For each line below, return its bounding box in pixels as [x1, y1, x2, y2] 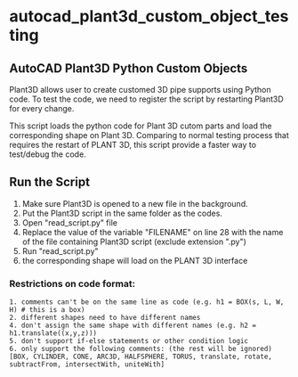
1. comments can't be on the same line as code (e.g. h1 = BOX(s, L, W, [9, 298, 285, 307]
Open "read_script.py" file [21, 217, 118, 228]
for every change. [9, 103, 75, 113]
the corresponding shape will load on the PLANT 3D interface [21, 255, 248, 266]
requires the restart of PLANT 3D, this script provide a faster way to [9, 140, 256, 150]
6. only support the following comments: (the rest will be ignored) [9, 345, 273, 354]
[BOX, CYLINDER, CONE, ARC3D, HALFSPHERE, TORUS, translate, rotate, [9, 352, 273, 362]
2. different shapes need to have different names [9, 314, 201, 323]
